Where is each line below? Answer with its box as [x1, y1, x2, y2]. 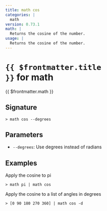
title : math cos [5, 7, 40, 13]
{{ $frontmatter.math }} [5, 88, 53, 94]
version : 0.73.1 [5, 21, 40, 27]
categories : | [5, 12, 36, 17]
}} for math [5, 71, 53, 83]
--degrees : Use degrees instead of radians [12, 144, 102, 150]
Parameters [5, 130, 43, 139]
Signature [5, 103, 37, 112]
